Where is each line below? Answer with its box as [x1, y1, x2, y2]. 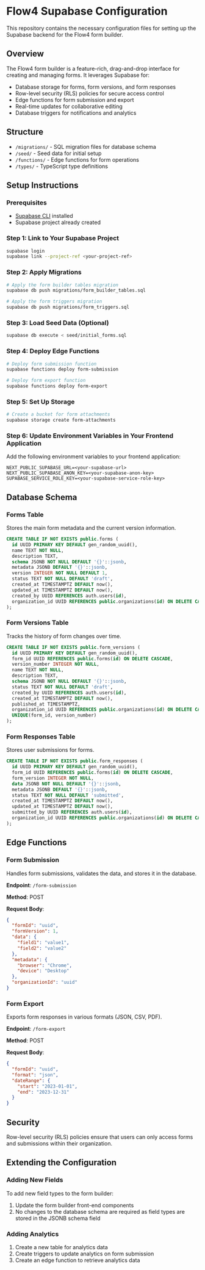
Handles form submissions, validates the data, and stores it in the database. [6, 870, 197, 877]
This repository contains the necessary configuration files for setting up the [6, 24, 196, 32]
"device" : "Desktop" [17, 968, 70, 974]
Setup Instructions [6, 180, 79, 190]
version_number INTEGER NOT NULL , [12, 661, 99, 668]
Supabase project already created [15, 218, 101, 226]
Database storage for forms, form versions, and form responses [15, 83, 176, 90]
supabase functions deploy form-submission [6, 366, 119, 373]
